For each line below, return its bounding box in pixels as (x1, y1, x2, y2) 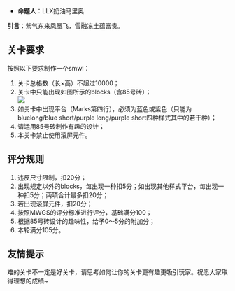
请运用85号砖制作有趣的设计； (17, 122, 105, 130)
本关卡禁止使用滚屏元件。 (17, 131, 92, 139)
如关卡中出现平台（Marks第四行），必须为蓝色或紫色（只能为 (17, 104, 192, 113)
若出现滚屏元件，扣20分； (17, 199, 93, 208)
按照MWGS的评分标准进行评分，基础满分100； (17, 208, 152, 216)
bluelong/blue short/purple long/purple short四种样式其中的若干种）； (17, 113, 218, 122)
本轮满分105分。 (17, 225, 65, 234)
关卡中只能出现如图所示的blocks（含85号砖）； (17, 87, 152, 96)
